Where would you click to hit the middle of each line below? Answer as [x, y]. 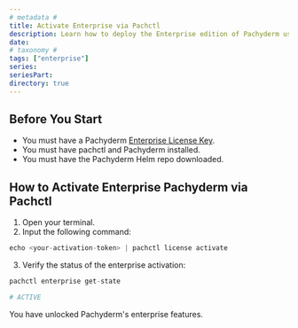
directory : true [39, 83]
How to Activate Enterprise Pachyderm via [129, 187]
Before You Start [56, 119]
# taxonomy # [33, 51]
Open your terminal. [59, 223]
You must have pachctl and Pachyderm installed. [111, 150]
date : [19, 42]
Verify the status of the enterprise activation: [104, 265]
